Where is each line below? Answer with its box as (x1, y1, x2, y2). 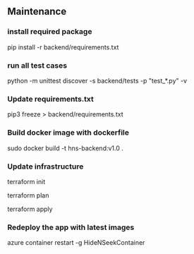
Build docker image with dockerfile (7, 128, 129, 138)
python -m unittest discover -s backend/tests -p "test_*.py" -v (7, 76, 188, 85)
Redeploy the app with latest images (7, 222, 135, 232)
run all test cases (7, 60, 68, 70)
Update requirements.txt (7, 94, 94, 104)
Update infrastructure (7, 162, 84, 171)
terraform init (7, 177, 46, 186)
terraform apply (7, 205, 53, 213)
